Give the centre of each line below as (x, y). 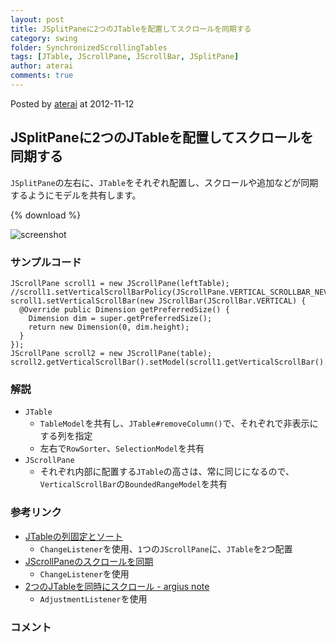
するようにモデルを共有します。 (76, 195)
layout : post (37, 19)
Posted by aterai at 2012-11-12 (72, 103)
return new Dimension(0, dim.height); (109, 327)
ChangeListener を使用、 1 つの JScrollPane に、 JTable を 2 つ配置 (166, 548)
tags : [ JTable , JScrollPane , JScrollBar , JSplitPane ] (125, 57)
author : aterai (42, 66)
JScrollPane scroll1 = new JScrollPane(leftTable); (120, 283)
